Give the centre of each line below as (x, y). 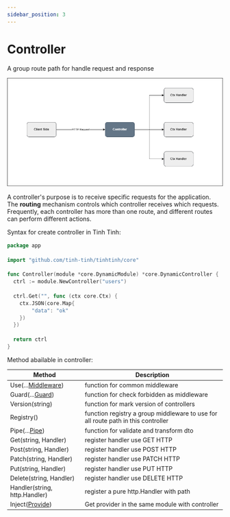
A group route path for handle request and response (81, 68)
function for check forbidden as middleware (146, 394)
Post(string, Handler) (40, 450)
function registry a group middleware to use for (151, 413)
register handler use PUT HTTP (129, 468)
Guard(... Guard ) (32, 394)
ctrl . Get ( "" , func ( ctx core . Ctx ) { (65, 296)
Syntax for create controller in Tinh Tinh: (64, 232)
